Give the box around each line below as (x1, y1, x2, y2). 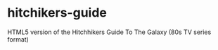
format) (7, 35, 30, 43)
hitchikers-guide (7, 5, 108, 21)
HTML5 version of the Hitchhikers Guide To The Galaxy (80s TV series (7, 28, 212, 36)
